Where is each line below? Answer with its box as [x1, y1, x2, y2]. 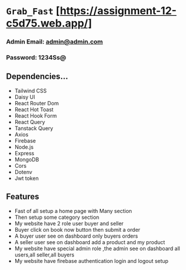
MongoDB [14, 156, 39, 163]
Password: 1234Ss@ [6, 54, 66, 62]
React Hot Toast [14, 106, 54, 113]
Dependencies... [6, 72, 69, 82]
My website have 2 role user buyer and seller [14, 219, 124, 227]
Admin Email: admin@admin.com [6, 38, 103, 46]
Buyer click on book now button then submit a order [14, 226, 141, 233]
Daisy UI [14, 93, 35, 101]
